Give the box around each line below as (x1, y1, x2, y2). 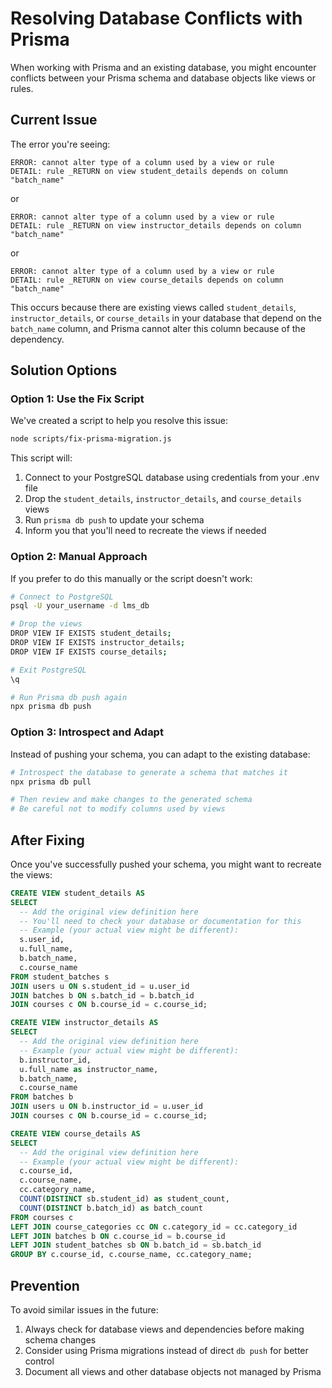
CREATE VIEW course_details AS (10, 1128, 141, 1139)
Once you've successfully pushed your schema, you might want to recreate (10, 858, 322, 870)
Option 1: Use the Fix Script (10, 392, 145, 406)
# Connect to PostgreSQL (10, 592, 114, 602)
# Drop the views (10, 619, 83, 629)
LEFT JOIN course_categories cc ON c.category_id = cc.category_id (10, 1222, 298, 1232)
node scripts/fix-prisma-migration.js (10, 434, 172, 444)
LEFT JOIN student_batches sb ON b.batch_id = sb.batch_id (10, 1240, 262, 1251)
